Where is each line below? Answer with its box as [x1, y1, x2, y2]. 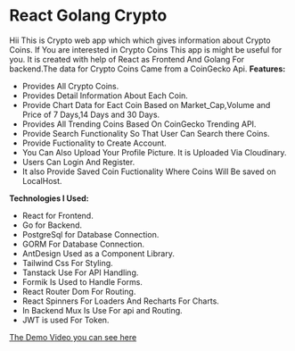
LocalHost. [21, 175, 62, 186]
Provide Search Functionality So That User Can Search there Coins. [21, 128, 270, 138]
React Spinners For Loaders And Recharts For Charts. [21, 296, 220, 306]
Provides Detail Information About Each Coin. [21, 90, 189, 101]
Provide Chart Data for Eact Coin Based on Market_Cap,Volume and [21, 99, 271, 110]
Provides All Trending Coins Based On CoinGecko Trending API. [21, 118, 257, 130]
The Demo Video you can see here [9, 331, 137, 342]
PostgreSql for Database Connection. [21, 229, 160, 239]
